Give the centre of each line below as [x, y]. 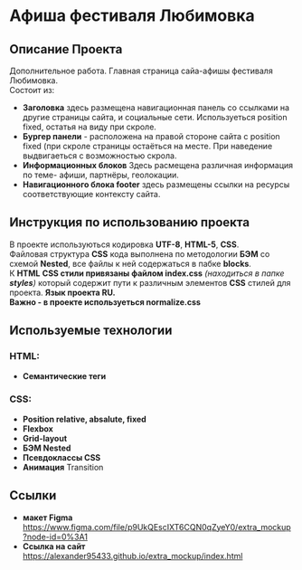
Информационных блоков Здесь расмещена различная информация [158, 165]
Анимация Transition [63, 467]
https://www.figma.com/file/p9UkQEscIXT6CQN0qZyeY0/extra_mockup [156, 527]
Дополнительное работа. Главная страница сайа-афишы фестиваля [141, 71]
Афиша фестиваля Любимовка [132, 16]
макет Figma [47, 518]
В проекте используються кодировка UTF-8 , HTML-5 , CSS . [124, 244]
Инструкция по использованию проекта [130, 223]
